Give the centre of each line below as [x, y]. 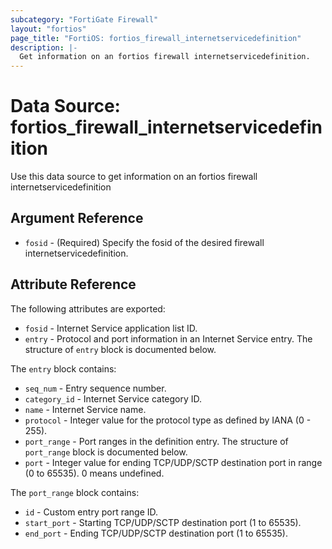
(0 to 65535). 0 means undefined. [94, 473]
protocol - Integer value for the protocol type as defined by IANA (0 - [168, 420]
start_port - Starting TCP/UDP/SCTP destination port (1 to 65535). [163, 522]
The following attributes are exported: [88, 308]
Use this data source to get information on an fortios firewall [134, 177]
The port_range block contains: [75, 492]
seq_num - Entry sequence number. [95, 388]
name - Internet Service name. [85, 409]
